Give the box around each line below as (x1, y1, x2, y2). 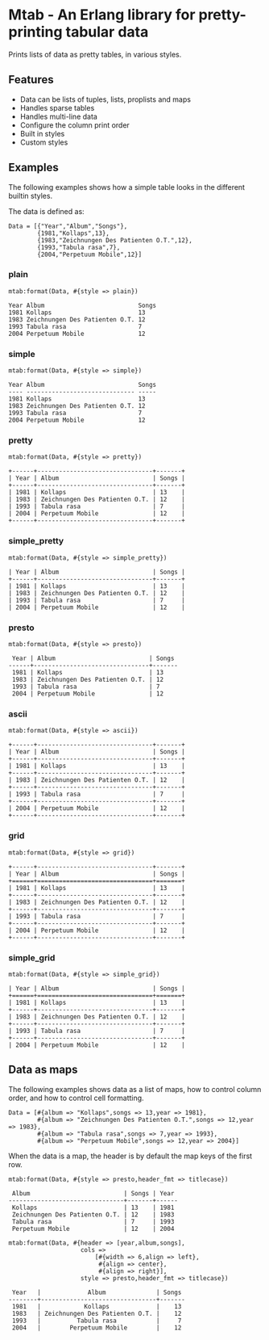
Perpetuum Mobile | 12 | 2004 (11, 1224, 175, 1233)
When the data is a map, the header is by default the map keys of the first (8, 1151, 252, 1161)
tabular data (65, 23, 149, 41)
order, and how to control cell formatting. (8, 1093, 144, 1103)
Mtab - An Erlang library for (8, 6, 196, 24)
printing (8, 23, 63, 41)
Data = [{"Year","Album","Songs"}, (8, 222, 128, 230)
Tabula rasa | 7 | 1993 (11, 1217, 175, 1225)
